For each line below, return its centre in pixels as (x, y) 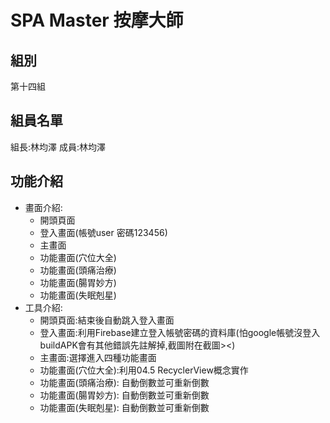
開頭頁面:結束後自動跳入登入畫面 (107, 320)
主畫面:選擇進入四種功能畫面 (98, 357)
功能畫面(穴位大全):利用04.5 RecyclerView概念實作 (144, 370)
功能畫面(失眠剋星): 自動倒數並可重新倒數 (124, 407)
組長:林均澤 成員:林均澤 (58, 147)
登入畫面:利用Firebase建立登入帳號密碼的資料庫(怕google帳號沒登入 (180, 332)
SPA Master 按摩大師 (97, 20)
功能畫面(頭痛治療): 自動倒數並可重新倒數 (124, 382)
